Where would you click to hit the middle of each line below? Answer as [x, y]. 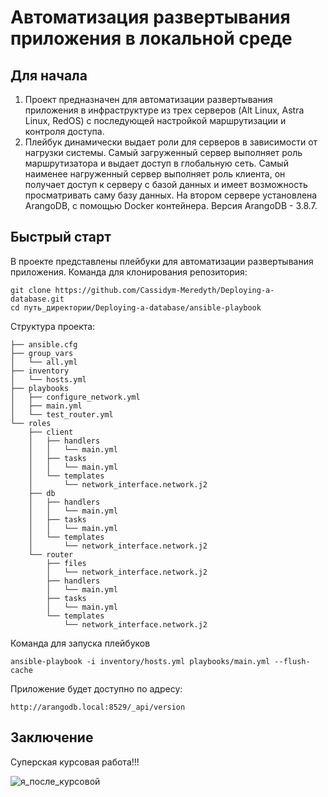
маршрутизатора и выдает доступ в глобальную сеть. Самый [156, 163]
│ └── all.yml [44, 362]
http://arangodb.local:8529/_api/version [98, 707]
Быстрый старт [61, 237]
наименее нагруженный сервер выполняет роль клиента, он [155, 174]
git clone [31, 290]
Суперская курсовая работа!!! [75, 762]
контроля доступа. [64, 131]
